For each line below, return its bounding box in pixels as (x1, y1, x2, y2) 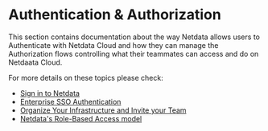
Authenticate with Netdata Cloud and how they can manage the (8, 40, 219, 50)
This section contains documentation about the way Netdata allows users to (8, 32, 260, 42)
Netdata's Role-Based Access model (19, 113, 142, 123)
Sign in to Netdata (19, 88, 80, 97)
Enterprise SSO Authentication (19, 97, 122, 106)
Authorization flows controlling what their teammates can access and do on (8, 49, 259, 58)
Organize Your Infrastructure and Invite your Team (19, 105, 187, 115)
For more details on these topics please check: (8, 73, 163, 82)
